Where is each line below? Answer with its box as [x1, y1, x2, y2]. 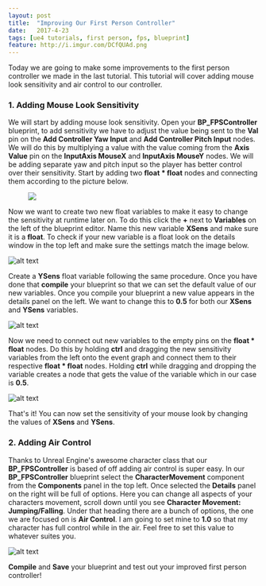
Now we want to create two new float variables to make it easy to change [8, 207, 249, 217]
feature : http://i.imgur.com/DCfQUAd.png [8, 41, 148, 49]
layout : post [8, 11, 52, 20]
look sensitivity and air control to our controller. [8, 80, 163, 90]
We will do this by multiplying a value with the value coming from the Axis [8, 143, 250, 152]
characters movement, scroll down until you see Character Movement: [8, 497, 241, 507]
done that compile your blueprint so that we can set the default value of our [8, 280, 256, 290]
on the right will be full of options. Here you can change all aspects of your [8, 489, 253, 499]
